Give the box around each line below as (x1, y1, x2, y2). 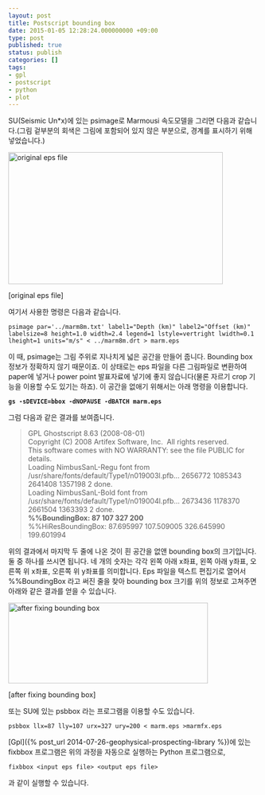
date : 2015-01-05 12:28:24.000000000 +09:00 (8, 26, 158, 34)
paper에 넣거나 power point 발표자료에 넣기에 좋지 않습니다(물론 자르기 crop (8, 372, 247, 382)
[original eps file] (8, 291, 64, 300)
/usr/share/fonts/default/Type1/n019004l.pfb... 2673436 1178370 (27, 496, 240, 506)
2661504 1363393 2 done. (27, 505, 115, 515)
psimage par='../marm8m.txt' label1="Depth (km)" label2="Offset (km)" (8, 323, 251, 331)
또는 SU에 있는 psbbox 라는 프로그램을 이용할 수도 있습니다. (8, 707, 195, 716)
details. (27, 454, 53, 464)
